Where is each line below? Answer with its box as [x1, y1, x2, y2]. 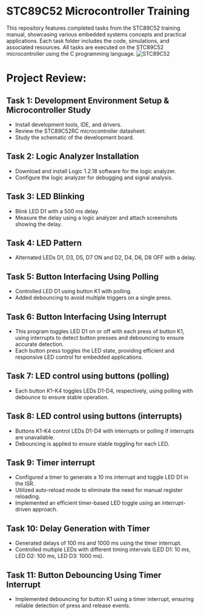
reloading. [15, 493, 41, 500]
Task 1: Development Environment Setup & [6, 95, 169, 105]
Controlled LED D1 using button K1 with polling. [15, 288, 132, 295]
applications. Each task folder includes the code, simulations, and [6, 37, 170, 44]
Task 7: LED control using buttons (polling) [6, 371, 169, 381]
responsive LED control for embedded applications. [15, 353, 143, 361]
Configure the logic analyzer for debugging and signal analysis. [15, 174, 174, 181]
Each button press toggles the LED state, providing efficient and [15, 347, 175, 354]
